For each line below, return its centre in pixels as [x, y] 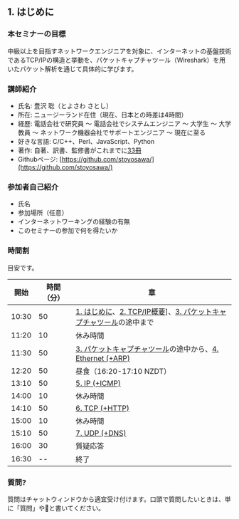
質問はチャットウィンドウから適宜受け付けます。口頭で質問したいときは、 [116, 499]
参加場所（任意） [43, 213]
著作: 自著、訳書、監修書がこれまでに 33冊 [80, 150]
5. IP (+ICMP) [98, 383]
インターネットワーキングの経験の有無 [74, 221]
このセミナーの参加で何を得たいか [68, 231]
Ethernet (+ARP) [103, 358]
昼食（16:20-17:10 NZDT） [123, 371]
